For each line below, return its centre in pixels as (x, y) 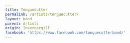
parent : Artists (22, 23)
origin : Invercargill (28, 28)
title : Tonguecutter (27, 10)
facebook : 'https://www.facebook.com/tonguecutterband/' (65, 33)
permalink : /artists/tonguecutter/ (42, 14)
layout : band (19, 19)
